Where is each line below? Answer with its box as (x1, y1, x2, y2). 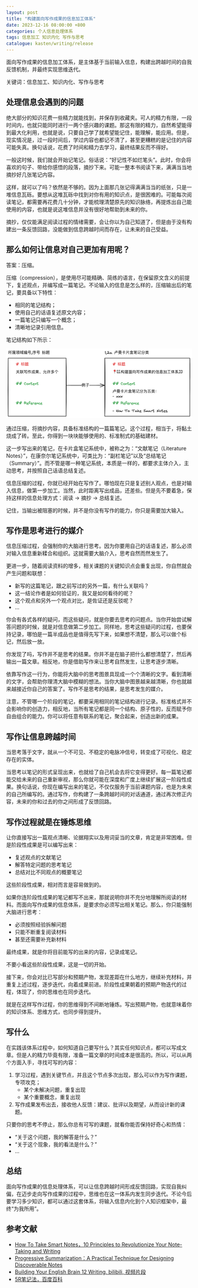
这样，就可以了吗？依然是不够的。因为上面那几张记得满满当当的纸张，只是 (6, 183, 187, 190)
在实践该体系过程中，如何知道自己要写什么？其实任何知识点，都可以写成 (6, 1044, 181, 1051)
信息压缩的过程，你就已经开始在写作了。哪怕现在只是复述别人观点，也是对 (6, 479, 187, 486)
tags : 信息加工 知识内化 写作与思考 (6, 34, 84, 41)
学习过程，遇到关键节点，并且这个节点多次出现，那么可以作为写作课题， (14, 1071, 190, 1078)
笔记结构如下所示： (6, 336, 53, 343)
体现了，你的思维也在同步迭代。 (16, 988, 94, 995)
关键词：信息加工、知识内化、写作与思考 (6, 79, 104, 85)
